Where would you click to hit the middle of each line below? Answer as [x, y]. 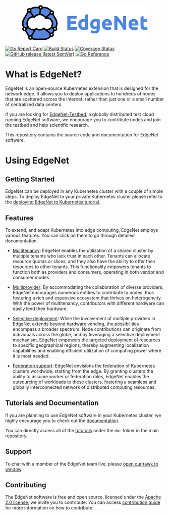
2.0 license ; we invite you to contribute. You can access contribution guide [83, 502]
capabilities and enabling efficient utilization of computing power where [87, 351]
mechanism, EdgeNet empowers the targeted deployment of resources [86, 340]
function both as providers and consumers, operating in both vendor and [88, 272]
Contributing [26, 485]
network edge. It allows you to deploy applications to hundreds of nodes [80, 94]
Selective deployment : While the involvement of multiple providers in [84, 319]
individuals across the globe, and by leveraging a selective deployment [86, 335]
